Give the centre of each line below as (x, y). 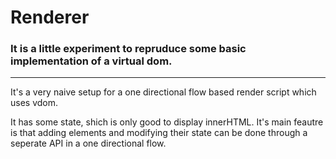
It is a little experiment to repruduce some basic (128, 49)
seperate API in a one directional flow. (88, 143)
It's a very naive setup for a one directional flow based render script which (163, 92)
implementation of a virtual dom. (91, 61)
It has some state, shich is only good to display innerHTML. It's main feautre (167, 122)
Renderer (50, 17)
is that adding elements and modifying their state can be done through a (159, 133)
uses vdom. (34, 103)
